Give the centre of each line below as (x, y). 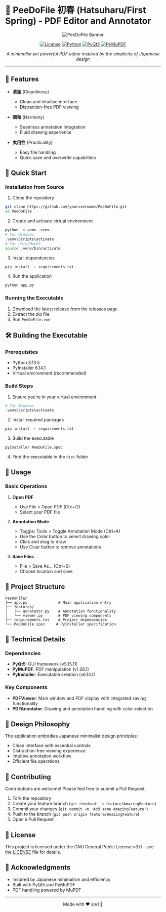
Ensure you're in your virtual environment (54, 397)
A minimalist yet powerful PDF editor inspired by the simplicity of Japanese (83, 54)
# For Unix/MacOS (23, 244)
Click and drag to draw (43, 541)
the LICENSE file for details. (33, 852)
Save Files (23, 556)
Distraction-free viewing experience (49, 751)
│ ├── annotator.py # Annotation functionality (61, 611)
